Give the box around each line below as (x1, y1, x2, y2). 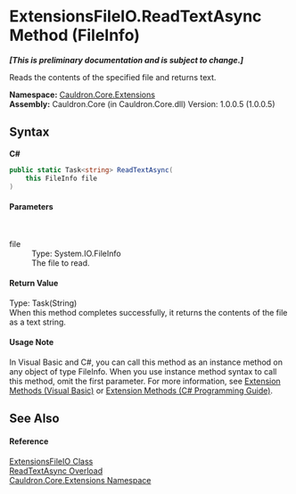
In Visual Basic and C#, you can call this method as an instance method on (9, 357, 284, 367)
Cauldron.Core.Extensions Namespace (9, 474, 152, 485)
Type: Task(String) (9, 297, 78, 309)
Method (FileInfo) (9, 25, 141, 45)
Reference (9, 435, 49, 447)
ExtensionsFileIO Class (9, 456, 94, 466)
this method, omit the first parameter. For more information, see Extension (9, 375, 281, 386)
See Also (9, 411, 60, 426)
